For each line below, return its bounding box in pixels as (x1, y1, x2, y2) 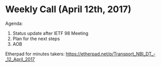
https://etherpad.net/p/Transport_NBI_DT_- (65, 51, 156, 57)
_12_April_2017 (5, 56, 35, 62)
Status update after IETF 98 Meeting (12, 30, 89, 36)
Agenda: (5, 20, 23, 26)
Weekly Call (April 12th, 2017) (5, 4, 132, 15)
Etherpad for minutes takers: (5, 51, 65, 57)
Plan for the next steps (12, 36, 60, 42)
